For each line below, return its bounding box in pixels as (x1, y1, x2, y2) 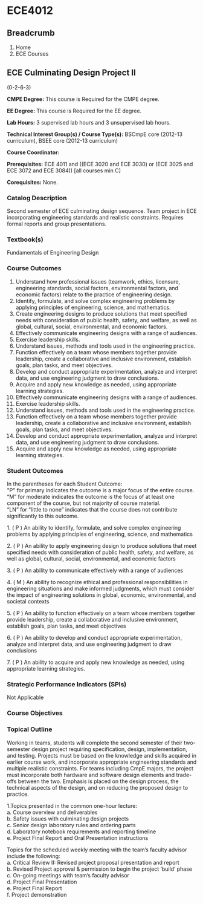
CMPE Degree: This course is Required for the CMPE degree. (7, 95, 159, 103)
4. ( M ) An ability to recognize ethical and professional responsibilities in (7, 579, 188, 585)
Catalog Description (7, 193, 67, 202)
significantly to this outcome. (7, 512, 79, 519)
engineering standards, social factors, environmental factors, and (15, 284, 179, 291)
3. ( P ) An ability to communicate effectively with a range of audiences (7, 567, 184, 574)
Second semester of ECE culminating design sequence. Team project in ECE (7, 207, 197, 215)
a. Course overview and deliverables (7, 808, 98, 816)
